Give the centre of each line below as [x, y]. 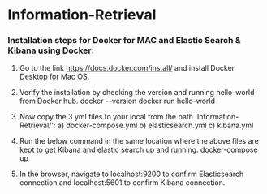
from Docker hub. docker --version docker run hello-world [117, 101]
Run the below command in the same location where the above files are [139, 141]
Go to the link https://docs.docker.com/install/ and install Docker [127, 68]
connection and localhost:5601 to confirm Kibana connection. [122, 183]
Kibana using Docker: [51, 50]
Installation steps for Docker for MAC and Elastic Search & [124, 41]
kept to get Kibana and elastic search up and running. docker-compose [138, 150]
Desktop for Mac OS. [54, 77]
